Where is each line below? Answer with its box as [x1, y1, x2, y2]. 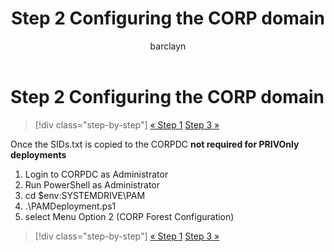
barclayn [149, 40, 187, 52]
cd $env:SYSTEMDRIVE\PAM [24, 189, 146, 201]
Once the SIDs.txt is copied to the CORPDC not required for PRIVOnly [10, 138, 300, 150]
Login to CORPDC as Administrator [24, 168, 169, 180]
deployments [10, 148, 67, 161]
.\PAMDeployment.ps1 [24, 200, 117, 212]
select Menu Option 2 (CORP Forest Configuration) [24, 210, 235, 222]
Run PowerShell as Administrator [24, 178, 161, 191]
